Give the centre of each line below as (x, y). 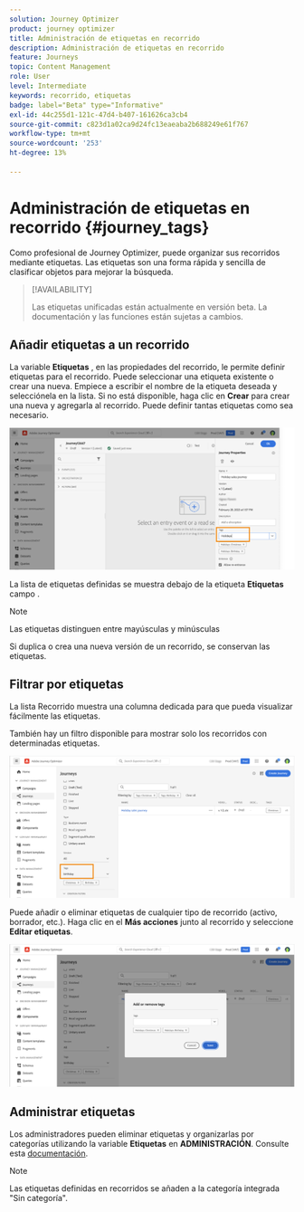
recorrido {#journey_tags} (109, 227)
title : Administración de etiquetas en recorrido (105, 38)
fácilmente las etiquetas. (55, 716)
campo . (25, 594)
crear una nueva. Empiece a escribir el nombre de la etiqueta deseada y (143, 386)
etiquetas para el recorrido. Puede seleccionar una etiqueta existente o (142, 377)
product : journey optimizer (62, 29)
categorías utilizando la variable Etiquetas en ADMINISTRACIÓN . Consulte (149, 1143)
